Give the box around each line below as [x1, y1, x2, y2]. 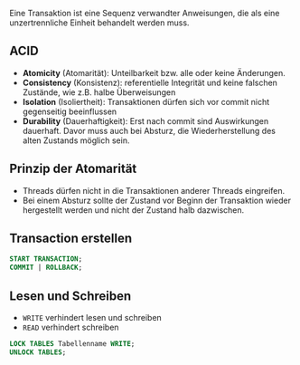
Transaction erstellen [9, 231, 133, 246]
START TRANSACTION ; [9, 255, 83, 264]
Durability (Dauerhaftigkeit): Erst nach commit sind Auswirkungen [22, 115, 269, 126]
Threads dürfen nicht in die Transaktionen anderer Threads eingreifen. [22, 185, 286, 196]
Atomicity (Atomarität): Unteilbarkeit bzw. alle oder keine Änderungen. [22, 67, 286, 78]
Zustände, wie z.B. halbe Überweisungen [22, 86, 176, 98]
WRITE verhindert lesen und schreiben [22, 312, 163, 322]
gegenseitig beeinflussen [22, 106, 117, 117]
